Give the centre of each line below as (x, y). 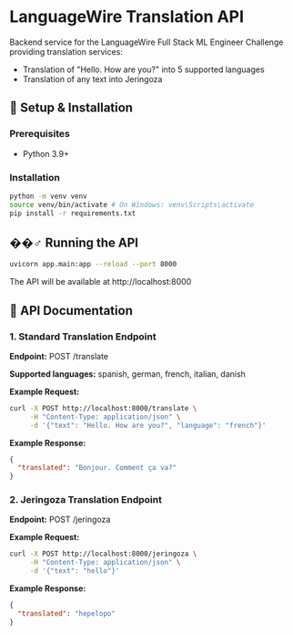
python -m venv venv (49, 196)
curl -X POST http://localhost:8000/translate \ (103, 408)
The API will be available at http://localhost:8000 (101, 282)
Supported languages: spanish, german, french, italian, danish (127, 374)
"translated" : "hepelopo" (67, 613)
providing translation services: (66, 51)
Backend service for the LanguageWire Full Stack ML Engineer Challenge (146, 42)
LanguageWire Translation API (126, 17)
